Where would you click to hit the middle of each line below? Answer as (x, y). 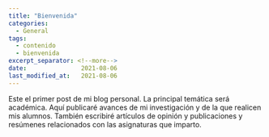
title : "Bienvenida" (43, 16)
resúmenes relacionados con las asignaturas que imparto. (105, 124)
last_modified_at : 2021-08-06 (63, 76)
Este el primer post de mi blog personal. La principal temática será (119, 98)
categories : (28, 23)
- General (32, 31)
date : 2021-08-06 (63, 68)
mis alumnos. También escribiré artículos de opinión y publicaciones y (126, 116)
